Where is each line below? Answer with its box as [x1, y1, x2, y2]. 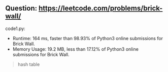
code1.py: [5, 25, 25, 31]
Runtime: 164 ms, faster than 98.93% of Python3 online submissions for [12, 35, 163, 41]
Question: [5, 4, 38, 13]
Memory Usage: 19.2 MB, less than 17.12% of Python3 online [12, 46, 139, 52]
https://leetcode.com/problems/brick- [38, 4, 163, 13]
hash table [17, 61, 40, 67]
